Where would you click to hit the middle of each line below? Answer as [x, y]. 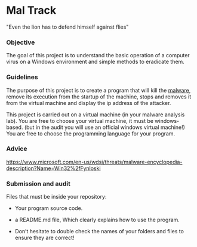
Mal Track [31, 10]
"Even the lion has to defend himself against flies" [67, 27]
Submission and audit [38, 184]
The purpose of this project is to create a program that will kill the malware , [98, 90]
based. [15, 127]
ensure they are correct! [44, 238]
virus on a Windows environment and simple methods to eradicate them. [96, 62]
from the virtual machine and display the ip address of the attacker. [89, 103]
